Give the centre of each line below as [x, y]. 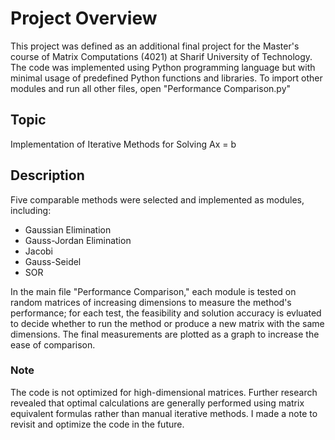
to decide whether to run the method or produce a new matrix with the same [167, 323]
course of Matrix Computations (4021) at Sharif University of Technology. [161, 56]
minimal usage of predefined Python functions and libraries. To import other [166, 78]
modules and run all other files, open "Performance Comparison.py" [151, 88]
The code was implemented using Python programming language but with [163, 67]
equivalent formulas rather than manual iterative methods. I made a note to [164, 413]
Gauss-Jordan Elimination [78, 240]
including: [31, 210]
